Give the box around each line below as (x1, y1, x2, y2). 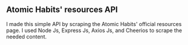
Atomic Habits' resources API (6, 5, 118, 15)
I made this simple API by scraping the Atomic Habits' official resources (6, 20, 182, 27)
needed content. (6, 33, 47, 40)
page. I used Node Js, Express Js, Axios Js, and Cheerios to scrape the (6, 27, 182, 34)
